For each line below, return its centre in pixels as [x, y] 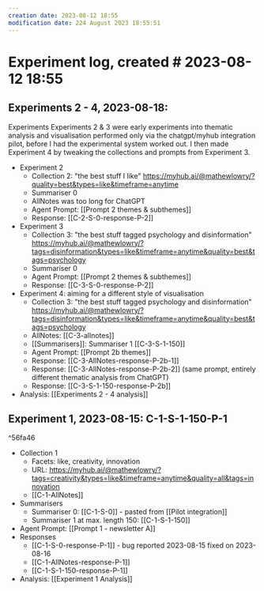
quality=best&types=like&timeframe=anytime [105, 184]
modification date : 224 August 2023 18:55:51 [84, 23]
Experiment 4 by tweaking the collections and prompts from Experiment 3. [129, 152]
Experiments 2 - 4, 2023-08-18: [88, 108]
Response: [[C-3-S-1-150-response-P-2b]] [101, 386]
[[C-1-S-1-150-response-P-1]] [79, 570]
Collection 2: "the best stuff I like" [86, 175]
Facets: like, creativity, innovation [86, 461]
